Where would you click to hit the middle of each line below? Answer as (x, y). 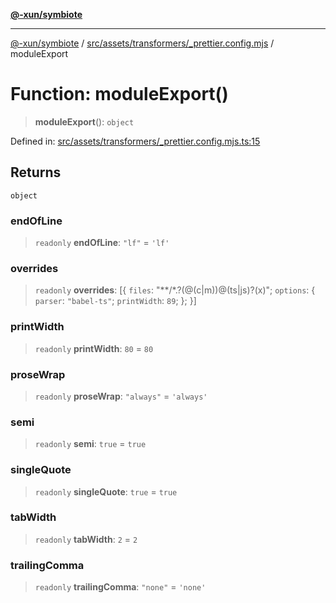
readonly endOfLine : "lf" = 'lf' (102, 243)
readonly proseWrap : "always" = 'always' (121, 396)
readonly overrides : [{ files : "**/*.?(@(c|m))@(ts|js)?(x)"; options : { (175, 290)
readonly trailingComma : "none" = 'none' (120, 587)
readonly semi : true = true (90, 444)
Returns (36, 172)
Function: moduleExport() (119, 94)
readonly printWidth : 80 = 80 (94, 348)
